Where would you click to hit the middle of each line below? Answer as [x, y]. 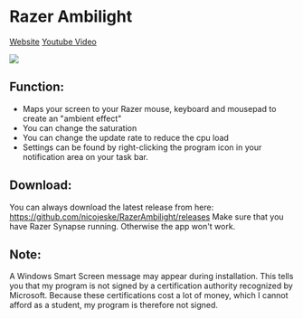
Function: [37, 87]
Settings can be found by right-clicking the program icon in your [142, 147]
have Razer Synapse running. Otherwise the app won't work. [123, 226]
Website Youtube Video [53, 42]
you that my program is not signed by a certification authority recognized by [151, 286]
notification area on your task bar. [85, 156]
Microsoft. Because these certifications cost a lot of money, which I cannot [149, 296]
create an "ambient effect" [72, 118]
